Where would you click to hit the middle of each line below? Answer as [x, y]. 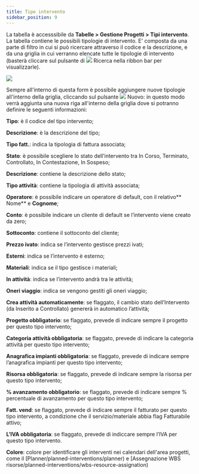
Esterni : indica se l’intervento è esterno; [56, 256]
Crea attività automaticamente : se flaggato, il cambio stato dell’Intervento [98, 302]
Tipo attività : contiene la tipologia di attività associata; [73, 185]
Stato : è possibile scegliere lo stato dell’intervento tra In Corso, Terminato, [98, 155]
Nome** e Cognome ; [32, 203]
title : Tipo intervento [36, 12]
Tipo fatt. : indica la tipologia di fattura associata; [66, 144]
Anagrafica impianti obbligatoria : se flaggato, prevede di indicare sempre [98, 356]
